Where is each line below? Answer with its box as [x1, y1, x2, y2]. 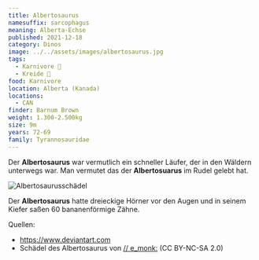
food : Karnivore [8, 77, 61, 85]
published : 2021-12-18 [8, 33, 83, 42]
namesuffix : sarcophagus [8, 19, 90, 27]
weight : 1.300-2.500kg [8, 114, 83, 122]
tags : [8, 56, 26, 64]
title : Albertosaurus [8, 11, 80, 20]
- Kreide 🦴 [15, 70, 51, 78]
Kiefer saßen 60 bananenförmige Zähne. [8, 204, 140, 214]
